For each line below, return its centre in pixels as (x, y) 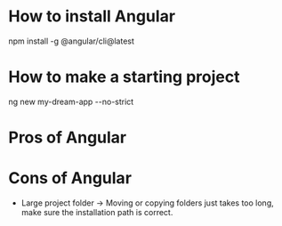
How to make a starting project (124, 77)
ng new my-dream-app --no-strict (71, 101)
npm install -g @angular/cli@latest (72, 41)
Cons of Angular (70, 178)
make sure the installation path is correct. (97, 212)
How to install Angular (92, 16)
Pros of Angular (67, 137)
